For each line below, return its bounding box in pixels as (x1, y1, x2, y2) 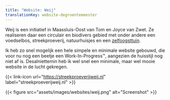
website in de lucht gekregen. (5, 64, 68, 70)
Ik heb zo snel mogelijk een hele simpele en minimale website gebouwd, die (5, 47, 165, 53)
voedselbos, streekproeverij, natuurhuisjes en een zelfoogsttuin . (5, 37, 141, 44)
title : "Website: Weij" (5, 7, 56, 13)
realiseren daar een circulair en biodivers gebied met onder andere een (5, 32, 156, 38)
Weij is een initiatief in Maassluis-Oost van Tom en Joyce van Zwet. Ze (5, 26, 155, 32)
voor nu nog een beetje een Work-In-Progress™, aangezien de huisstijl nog (5, 52, 163, 59)
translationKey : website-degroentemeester (5, 12, 97, 17)
